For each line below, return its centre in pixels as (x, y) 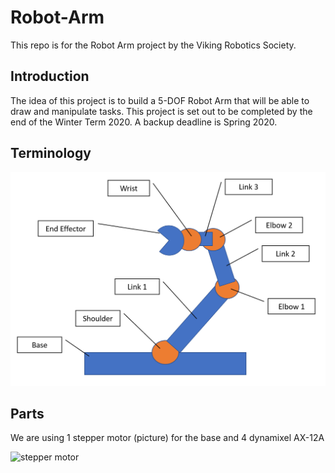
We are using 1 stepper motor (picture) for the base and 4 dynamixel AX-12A (167, 438)
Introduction (50, 76)
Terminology (51, 153)
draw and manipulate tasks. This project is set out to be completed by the (161, 111)
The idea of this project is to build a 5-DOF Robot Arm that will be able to (160, 100)
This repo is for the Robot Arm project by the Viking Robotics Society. (153, 45)
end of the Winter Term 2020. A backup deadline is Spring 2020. (144, 122)
